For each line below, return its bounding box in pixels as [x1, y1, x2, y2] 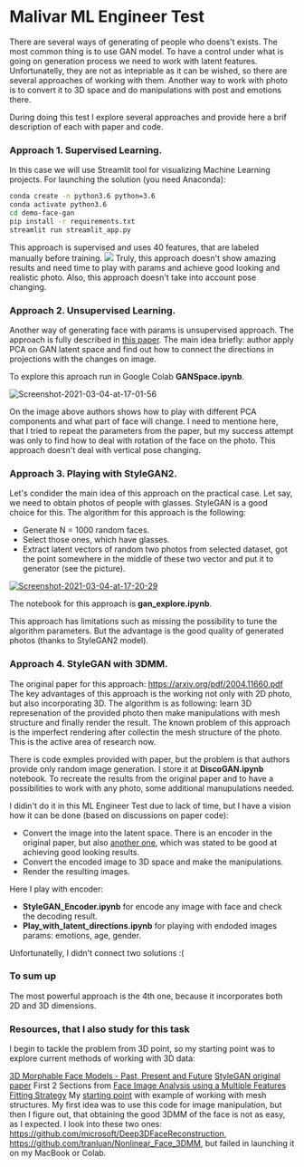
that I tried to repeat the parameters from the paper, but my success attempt [9, 425, 294, 436]
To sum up [9, 969, 57, 982]
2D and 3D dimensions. [9, 999, 97, 1011]
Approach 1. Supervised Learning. [9, 143, 163, 156]
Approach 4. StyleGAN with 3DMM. [9, 658, 169, 670]
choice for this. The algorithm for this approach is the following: [9, 507, 246, 518]
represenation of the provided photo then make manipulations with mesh [9, 707, 280, 718]
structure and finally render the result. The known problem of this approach [9, 717, 291, 728]
